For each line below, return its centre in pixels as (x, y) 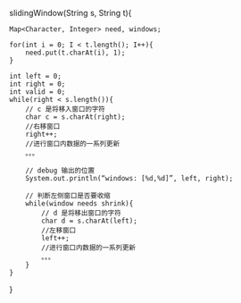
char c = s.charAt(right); (75, 117)
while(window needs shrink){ (79, 204)
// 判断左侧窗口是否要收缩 (68, 196)
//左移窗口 (59, 231)
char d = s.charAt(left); (90, 221)
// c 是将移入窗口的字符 (65, 109)
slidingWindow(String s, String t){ (71, 13)
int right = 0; (37, 84)
